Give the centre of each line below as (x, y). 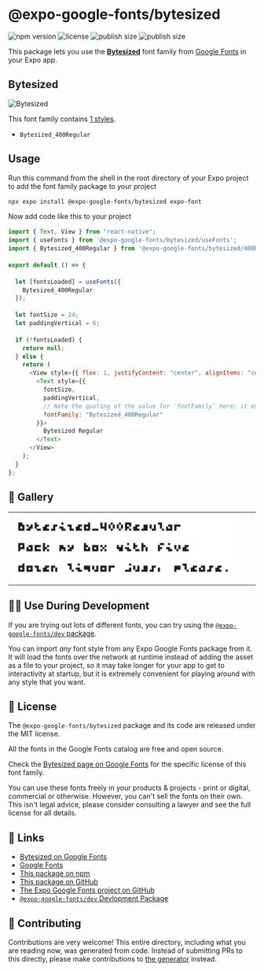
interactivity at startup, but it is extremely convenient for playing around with (132, 674)
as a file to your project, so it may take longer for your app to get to (117, 665)
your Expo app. (33, 60)
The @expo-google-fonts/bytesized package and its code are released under (132, 725)
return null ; (44, 348)
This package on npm (55, 873)
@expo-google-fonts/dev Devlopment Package (94, 899)
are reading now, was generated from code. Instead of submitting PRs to (126, 951)
